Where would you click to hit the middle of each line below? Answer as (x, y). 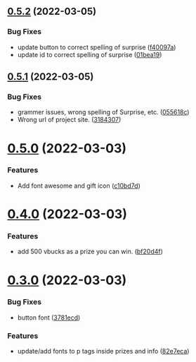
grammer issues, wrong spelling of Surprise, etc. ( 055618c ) (103, 112)
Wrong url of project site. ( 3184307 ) (69, 120)
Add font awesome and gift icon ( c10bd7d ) (79, 186)
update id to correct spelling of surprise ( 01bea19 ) (90, 54)
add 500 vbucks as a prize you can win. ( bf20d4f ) (90, 252)
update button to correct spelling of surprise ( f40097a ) (97, 47)
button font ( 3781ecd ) (49, 318)
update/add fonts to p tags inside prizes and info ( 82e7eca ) (103, 351)
